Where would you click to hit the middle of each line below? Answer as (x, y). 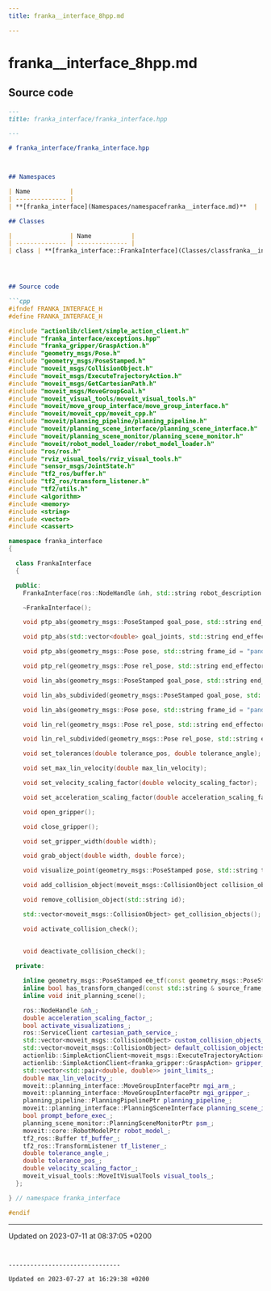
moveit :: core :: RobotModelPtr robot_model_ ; (97, 1131)
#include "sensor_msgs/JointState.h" (72, 466)
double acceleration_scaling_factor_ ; (88, 1018)
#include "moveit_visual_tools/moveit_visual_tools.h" (102, 399)
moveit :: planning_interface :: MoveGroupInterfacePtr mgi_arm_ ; (129, 1085)
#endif (19, 1212)
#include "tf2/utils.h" (48, 489)
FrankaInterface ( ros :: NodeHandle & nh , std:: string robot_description (142, 593)
